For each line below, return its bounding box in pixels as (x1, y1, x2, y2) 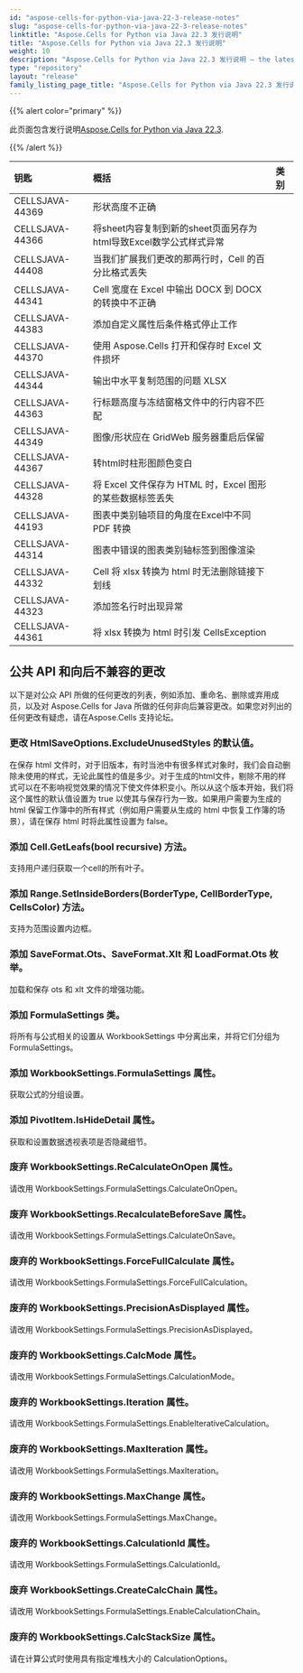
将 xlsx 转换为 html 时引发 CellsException (92, 626, 267, 638)
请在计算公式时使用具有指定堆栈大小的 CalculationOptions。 (9, 1653, 233, 1664)
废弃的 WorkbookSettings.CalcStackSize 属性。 (9, 1631, 221, 1643)
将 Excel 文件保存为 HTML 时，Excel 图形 (92, 478, 267, 490)
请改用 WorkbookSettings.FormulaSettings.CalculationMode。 (9, 1371, 240, 1381)
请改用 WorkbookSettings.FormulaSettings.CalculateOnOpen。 (9, 1183, 243, 1194)
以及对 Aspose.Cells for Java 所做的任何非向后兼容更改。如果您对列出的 (24, 701, 293, 711)
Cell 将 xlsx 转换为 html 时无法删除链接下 (92, 565, 265, 578)
